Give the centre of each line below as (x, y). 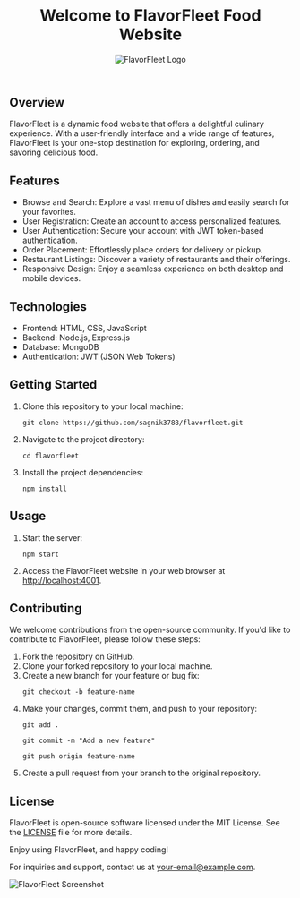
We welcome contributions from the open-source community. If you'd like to (150, 630)
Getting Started (53, 385)
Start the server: (52, 537)
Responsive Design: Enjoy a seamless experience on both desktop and (153, 269)
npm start (41, 554)
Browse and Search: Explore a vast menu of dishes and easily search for (156, 202)
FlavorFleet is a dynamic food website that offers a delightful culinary (137, 124)
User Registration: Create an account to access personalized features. (152, 221)
